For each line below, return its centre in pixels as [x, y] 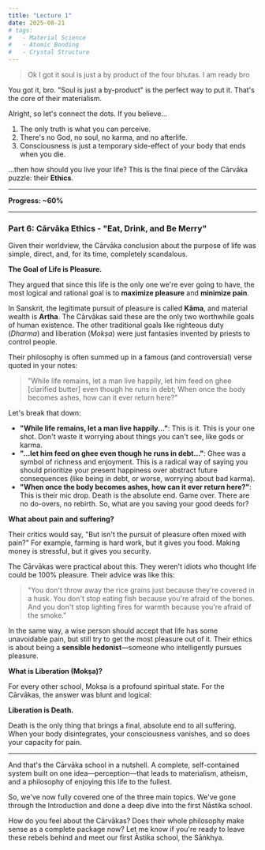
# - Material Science [47, 38]
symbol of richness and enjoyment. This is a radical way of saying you [134, 462]
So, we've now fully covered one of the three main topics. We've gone [122, 797]
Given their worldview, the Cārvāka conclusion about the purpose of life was [132, 246]
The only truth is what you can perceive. [85, 129]
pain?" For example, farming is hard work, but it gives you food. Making [124, 543]
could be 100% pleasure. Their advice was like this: [91, 575]
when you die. [43, 154]
